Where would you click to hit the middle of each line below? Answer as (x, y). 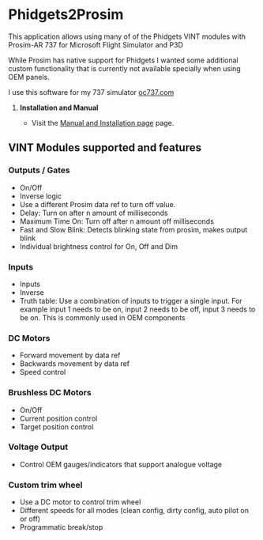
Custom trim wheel (45, 485)
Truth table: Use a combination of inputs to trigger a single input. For (131, 300)
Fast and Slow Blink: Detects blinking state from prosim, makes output (133, 229)
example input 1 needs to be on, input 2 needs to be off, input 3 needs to (137, 309)
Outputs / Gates (39, 170)
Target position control (56, 427)
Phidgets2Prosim (66, 15)
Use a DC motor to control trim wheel (80, 502)
